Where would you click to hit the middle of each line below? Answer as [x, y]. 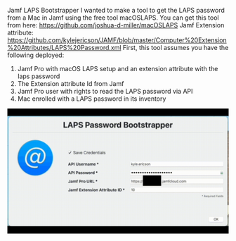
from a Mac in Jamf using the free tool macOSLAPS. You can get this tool [113, 18]
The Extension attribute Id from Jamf [71, 84]
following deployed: [36, 55]
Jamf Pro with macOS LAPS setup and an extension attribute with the [118, 69]
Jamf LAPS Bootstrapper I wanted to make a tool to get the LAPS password [116, 10]
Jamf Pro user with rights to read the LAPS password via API [105, 91]
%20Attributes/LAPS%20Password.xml [64, 48]
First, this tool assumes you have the [176, 48]
